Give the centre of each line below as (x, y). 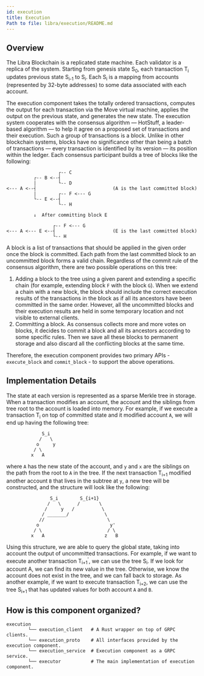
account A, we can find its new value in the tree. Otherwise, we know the (98, 569)
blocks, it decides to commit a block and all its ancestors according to (103, 330)
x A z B (75, 536)
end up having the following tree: (48, 423)
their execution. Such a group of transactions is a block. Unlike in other (95, 135)
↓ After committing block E (70, 215)
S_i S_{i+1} (74, 499)
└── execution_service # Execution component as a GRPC (102, 651)
